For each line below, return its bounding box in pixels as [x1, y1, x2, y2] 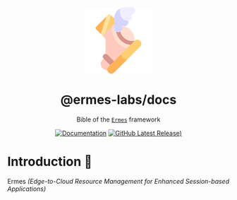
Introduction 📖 [7, 154, 93, 170]
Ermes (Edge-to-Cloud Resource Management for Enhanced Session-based [7, 177, 230, 186]
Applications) [7, 184, 47, 193]
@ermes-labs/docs [60, 92, 177, 108]
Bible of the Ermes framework [76, 115, 161, 124]
